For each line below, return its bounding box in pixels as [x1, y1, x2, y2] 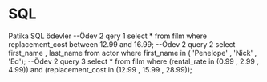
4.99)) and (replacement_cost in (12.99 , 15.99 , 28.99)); [8, 64, 192, 74]
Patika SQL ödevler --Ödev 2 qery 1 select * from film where [8, 31, 207, 41]
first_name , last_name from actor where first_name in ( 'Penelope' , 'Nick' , [8, 48, 257, 57]
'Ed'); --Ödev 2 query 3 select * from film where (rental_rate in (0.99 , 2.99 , [8, 57, 259, 66]
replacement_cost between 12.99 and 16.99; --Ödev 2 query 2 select [8, 39, 236, 49]
